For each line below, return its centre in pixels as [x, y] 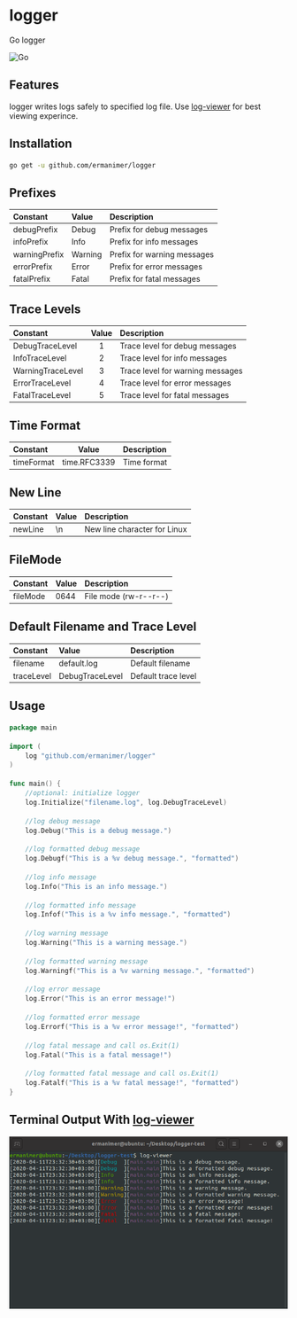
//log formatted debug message [83, 849]
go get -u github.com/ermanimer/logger [83, 165]
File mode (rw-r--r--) [127, 597]
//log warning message [67, 933]
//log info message [61, 877]
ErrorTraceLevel [42, 383]
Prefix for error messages [156, 266]
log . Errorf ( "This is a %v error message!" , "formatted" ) [132, 1026]
